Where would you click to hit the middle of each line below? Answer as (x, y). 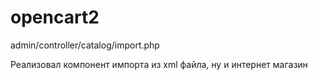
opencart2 (55, 17)
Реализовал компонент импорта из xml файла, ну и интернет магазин (159, 64)
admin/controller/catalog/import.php (85, 45)
